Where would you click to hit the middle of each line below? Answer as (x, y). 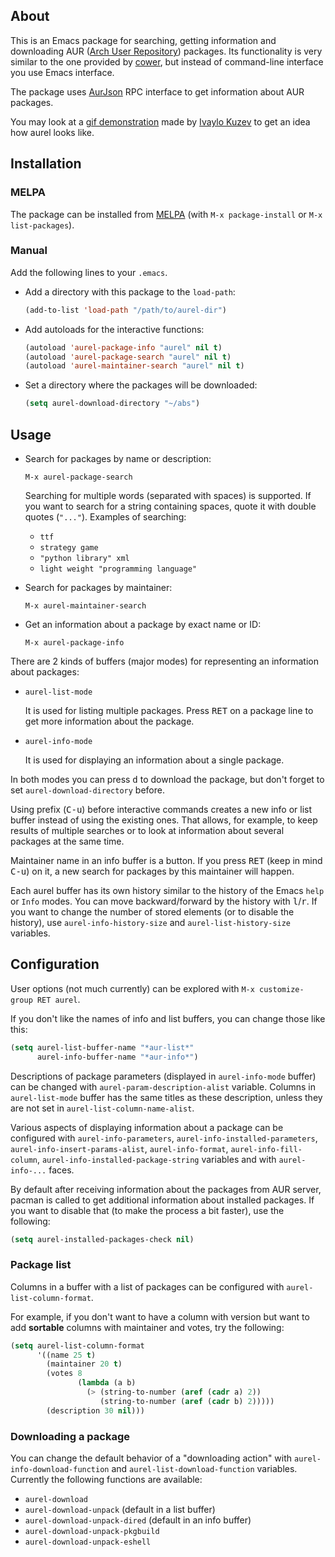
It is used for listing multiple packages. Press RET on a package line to (169, 710)
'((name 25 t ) (66, 1355)
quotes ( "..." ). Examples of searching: (105, 516)
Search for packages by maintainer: (98, 587)
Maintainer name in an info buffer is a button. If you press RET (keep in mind (166, 860)
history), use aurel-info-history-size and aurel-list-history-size (151, 922)
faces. (61, 1170)
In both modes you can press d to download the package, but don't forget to (167, 779)
